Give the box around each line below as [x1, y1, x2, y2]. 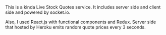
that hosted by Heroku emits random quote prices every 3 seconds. [5, 24, 146, 30]
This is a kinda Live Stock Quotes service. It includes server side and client [5, 4, 161, 10]
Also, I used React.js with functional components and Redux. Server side [5, 19, 156, 25]
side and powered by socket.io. [5, 9, 71, 15]
